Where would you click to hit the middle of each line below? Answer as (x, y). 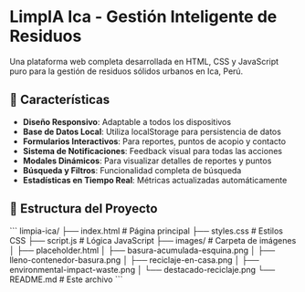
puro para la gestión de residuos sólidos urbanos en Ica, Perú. (126, 71)
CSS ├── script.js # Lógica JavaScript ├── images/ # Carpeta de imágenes (153, 240)
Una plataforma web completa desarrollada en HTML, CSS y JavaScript (144, 61)
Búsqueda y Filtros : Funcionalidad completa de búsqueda (132, 170)
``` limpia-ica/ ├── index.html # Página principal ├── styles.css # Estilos (146, 231)
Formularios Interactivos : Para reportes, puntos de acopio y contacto (154, 141)
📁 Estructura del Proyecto (84, 209)
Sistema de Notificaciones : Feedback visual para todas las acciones (152, 151)
